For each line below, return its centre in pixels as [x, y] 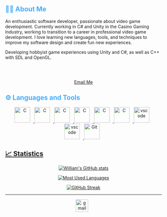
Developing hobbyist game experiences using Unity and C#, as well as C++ [83, 52]
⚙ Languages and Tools [43, 98]
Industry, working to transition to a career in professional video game [76, 32]
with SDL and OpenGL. [29, 57]
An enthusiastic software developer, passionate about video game [73, 21]
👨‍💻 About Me [26, 9]
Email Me [83, 82]
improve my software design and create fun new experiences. [69, 42]
